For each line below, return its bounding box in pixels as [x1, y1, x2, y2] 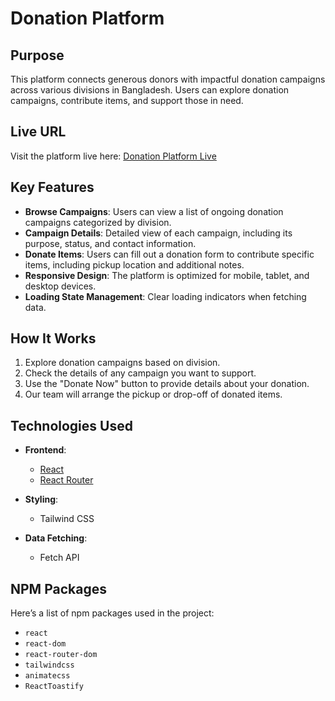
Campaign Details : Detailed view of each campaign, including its [24, 227, 293, 239]
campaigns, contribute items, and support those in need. [10, 95, 244, 106]
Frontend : [24, 444, 67, 456]
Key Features [10, 179, 95, 196]
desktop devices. [24, 280, 97, 292]
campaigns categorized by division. [24, 216, 172, 228]
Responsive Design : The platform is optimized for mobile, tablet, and [24, 269, 310, 281]
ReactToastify [24, 682, 84, 692]
